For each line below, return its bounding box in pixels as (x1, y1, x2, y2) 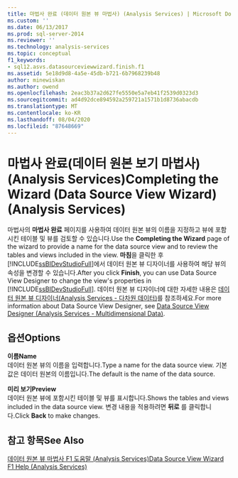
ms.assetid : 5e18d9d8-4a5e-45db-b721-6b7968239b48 (7, 70, 161, 77)
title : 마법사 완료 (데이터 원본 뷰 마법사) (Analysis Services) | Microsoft (7, 10, 222, 18)
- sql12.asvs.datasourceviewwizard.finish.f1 (7, 63, 144, 70)
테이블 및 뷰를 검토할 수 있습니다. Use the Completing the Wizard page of (20, 234, 230, 243)
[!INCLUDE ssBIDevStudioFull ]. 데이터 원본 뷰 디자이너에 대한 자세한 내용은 (7, 285, 217, 293)
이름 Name (7, 352, 37, 361)
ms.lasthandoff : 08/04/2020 (7, 116, 91, 123)
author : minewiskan (7, 76, 65, 84)
